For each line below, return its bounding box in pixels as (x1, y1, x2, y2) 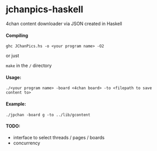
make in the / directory (6, 62, 52, 69)
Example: (6, 101, 27, 107)
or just (6, 53, 19, 59)
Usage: (6, 74, 22, 80)
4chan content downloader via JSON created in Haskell (6, 20, 122, 27)
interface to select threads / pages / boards (13, 134, 105, 140)
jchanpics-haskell (6, 4, 84, 15)
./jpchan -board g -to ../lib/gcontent (6, 112, 91, 117)
